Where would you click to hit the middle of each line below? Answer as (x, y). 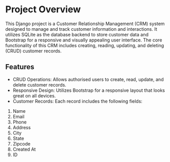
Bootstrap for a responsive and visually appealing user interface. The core (84, 40)
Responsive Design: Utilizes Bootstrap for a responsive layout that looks (89, 90)
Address (22, 127)
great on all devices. (34, 95)
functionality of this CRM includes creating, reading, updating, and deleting (85, 45)
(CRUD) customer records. (33, 51)
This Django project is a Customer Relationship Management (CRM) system (85, 24)
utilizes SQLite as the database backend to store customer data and (77, 34)
